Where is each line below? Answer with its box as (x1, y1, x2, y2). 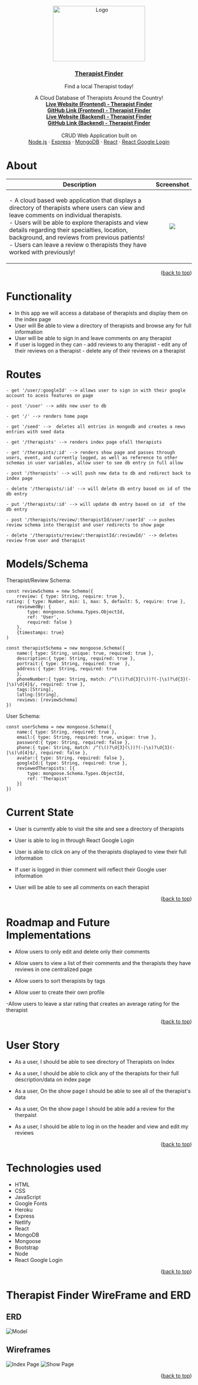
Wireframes (6, 1345, 51, 1355)
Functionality (6, 290, 72, 304)
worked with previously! (9, 248, 75, 256)
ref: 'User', (27, 614, 60, 620)
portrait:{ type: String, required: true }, (16, 661, 131, 667)
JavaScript (14, 1193, 41, 1200)
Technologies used (6, 1161, 102, 1175)
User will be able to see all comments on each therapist (14, 883, 150, 890)
